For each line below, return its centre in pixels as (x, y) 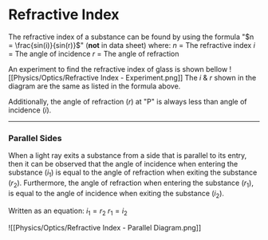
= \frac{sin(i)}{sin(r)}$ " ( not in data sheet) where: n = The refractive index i (132, 45)
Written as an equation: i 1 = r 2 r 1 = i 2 (68, 211)
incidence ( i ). (30, 110)
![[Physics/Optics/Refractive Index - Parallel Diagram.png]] (105, 228)
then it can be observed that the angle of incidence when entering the (123, 164)
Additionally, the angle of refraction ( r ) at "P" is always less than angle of (128, 101)
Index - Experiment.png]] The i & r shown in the (178, 77)
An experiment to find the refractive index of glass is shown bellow (118, 69)
